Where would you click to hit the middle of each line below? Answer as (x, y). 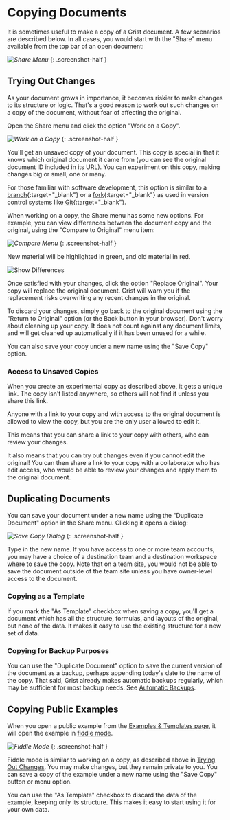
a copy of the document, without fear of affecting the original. (94, 112)
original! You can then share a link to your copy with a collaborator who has (114, 463)
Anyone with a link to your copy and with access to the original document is (114, 414)
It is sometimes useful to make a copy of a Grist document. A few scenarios (114, 32)
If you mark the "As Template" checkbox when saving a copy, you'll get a (111, 611)
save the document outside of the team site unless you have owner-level (110, 571)
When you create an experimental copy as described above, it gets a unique (115, 387)
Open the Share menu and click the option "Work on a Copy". (94, 126)
